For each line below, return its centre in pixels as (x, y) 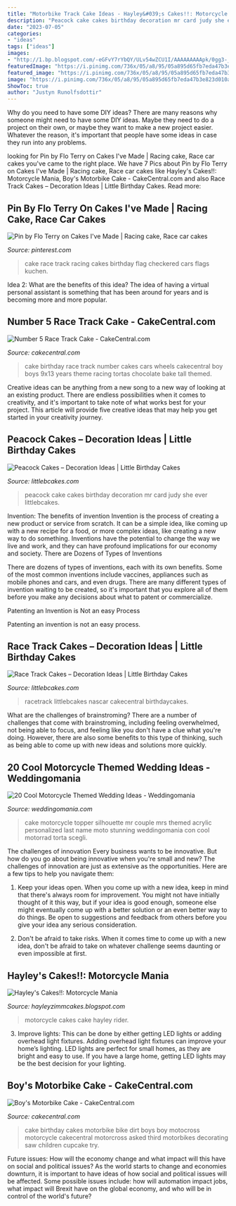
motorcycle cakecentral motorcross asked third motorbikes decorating (126, 1137)
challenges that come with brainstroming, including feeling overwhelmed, (113, 722)
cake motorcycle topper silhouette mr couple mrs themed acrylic (118, 823)
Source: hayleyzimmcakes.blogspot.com (66, 1006)
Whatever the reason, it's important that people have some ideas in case (112, 135)
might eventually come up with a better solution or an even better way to (122, 910)
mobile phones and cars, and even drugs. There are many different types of (117, 582)
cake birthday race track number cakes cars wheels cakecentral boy (124, 366)
